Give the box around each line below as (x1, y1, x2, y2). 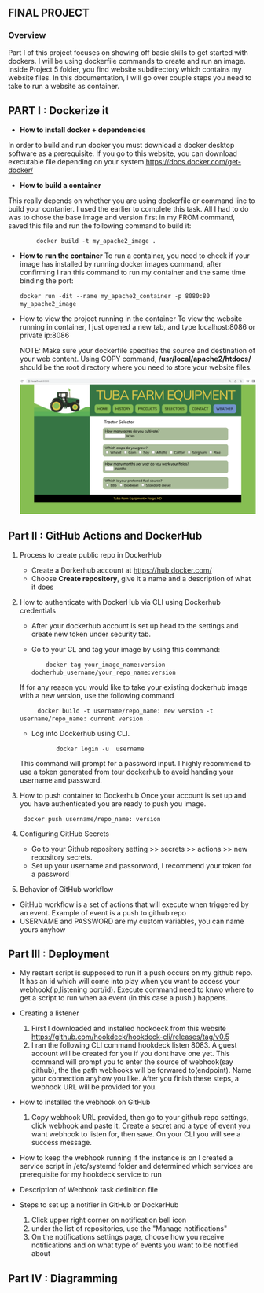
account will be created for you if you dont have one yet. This (31, 1049, 230, 1059)
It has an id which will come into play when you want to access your (19, 977, 240, 986)
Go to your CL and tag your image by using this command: (31, 644, 221, 654)
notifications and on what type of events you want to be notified (31, 1240, 239, 1250)
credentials (19, 606, 57, 615)
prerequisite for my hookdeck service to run (19, 1170, 163, 1179)
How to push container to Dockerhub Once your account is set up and (19, 790, 247, 800)
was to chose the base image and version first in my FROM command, (8, 212, 236, 222)
